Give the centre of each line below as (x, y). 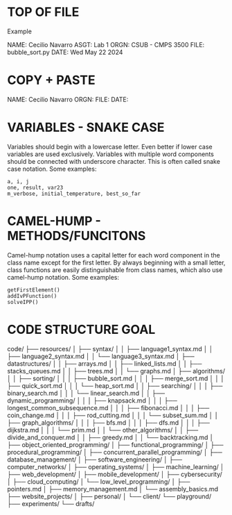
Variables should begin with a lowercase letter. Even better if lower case (110, 146)
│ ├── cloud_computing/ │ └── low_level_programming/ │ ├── (99, 481)
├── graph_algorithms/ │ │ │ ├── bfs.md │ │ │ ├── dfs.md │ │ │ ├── (108, 422)
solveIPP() (23, 302)
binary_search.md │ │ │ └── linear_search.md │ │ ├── (86, 393)
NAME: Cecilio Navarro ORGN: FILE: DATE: (68, 99)
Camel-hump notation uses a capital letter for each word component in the (114, 255)
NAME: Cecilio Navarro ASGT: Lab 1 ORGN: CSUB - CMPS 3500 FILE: (106, 44)
